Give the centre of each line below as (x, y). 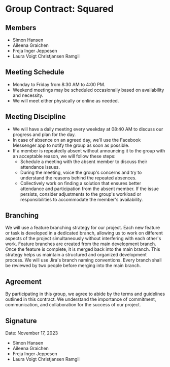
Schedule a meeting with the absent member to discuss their (84, 162)
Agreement (23, 282)
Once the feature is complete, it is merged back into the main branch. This (83, 249)
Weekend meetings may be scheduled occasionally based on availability (88, 90)
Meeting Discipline (36, 117)
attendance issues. (40, 167)
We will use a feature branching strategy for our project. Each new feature (83, 228)
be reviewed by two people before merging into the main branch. (73, 266)
